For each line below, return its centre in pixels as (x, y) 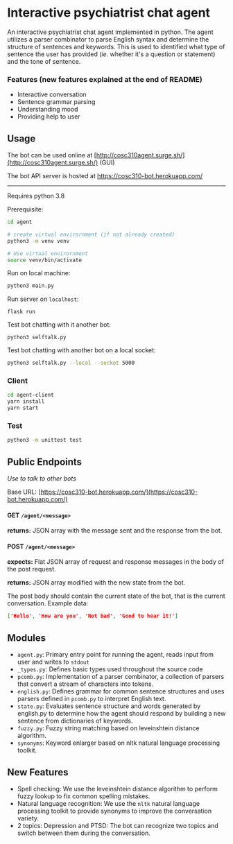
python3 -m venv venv (38, 241)
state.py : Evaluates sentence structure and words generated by (109, 706)
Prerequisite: (25, 209)
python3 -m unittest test (44, 440)
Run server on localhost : (43, 299)
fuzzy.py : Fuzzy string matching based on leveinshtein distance (108, 728)
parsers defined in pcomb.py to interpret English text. (92, 699)
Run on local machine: (39, 273)
